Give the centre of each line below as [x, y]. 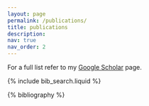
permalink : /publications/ [47, 21]
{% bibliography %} [36, 95]
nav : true [22, 41]
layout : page [27, 14]
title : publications [38, 27]
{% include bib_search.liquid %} [54, 81]
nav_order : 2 [27, 47]
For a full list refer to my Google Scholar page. [74, 67]
